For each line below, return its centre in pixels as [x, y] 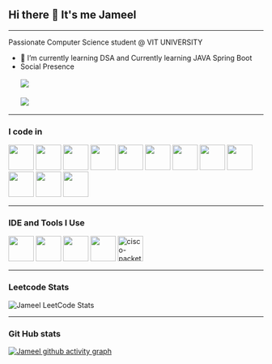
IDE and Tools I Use [47, 223]
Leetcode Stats [39, 287]
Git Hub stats [34, 333]
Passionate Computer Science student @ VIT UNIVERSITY [106, 42]
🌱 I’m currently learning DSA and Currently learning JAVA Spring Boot [136, 58]
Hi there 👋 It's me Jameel [72, 15]
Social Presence [47, 66]
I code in [25, 131]
